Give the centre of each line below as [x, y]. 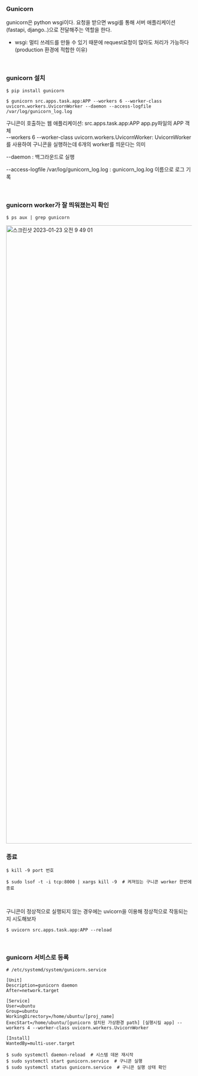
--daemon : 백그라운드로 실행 [40, 157]
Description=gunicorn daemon [42, 986]
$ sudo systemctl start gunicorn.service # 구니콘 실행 [74, 1061]
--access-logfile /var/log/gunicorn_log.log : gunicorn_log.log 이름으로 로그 [95, 169]
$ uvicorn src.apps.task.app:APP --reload [59, 930]
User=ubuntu [21, 1006]
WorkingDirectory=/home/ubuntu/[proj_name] [60, 1017]
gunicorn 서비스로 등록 [37, 958]
